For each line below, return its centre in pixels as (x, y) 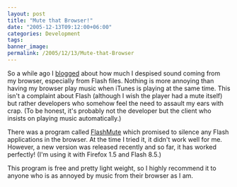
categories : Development (44, 34)
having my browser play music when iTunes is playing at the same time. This (119, 88)
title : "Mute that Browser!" (50, 20)
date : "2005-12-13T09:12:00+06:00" (60, 27)
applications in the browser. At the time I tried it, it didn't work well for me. (115, 139)
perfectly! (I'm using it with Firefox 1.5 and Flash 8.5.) (84, 154)
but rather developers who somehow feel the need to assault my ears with (116, 103)
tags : (15, 40)
